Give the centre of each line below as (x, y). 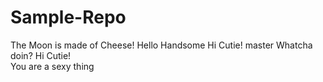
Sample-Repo (68, 17)
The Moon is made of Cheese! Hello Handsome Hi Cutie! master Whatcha (161, 45)
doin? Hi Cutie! (41, 55)
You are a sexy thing (52, 66)
